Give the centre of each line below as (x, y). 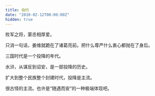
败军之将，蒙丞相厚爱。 (30, 35)
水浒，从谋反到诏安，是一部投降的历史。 (48, 67)
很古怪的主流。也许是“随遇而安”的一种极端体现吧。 (59, 88)
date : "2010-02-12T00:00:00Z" (37, 15)
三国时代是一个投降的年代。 (34, 56)
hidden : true (19, 19)
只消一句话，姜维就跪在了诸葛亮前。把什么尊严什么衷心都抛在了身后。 (79, 45)
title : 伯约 (17, 10)
